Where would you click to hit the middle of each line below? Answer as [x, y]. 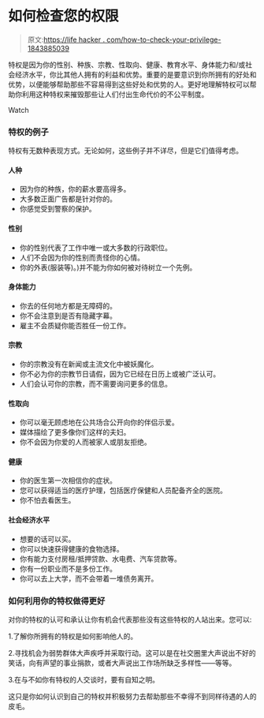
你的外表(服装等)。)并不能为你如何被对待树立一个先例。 [108, 267]
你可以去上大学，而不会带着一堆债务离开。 [89, 578]
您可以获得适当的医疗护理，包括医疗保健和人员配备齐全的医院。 [123, 491]
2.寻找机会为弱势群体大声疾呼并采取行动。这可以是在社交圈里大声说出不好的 [132, 653]
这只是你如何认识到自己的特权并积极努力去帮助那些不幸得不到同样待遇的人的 [132, 696]
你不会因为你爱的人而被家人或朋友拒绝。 [85, 442]
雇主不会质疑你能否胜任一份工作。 [75, 325]
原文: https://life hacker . [66, 39]
